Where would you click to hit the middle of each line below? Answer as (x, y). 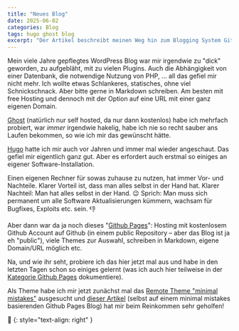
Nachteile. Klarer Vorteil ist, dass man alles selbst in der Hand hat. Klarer (113, 185)
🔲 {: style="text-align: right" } (50, 320)
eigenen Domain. (32, 106)
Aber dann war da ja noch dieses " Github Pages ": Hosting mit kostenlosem (117, 225)
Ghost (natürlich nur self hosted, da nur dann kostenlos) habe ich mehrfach (118, 120)
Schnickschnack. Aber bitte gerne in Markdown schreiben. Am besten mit (115, 91)
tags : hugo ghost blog (41, 34)
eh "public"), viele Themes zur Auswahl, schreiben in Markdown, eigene (113, 240)
